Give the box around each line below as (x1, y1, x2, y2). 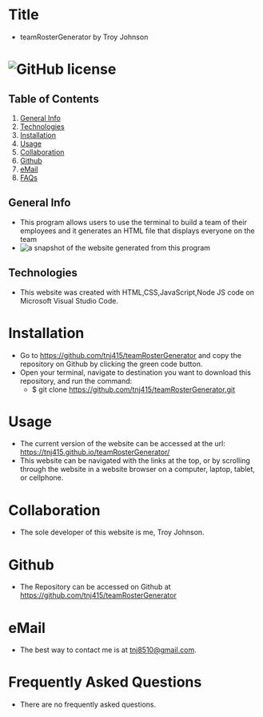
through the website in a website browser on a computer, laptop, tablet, (19, 465, 256, 474)
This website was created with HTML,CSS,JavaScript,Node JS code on (19, 287, 254, 297)
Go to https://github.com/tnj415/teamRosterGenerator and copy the (19, 350, 242, 360)
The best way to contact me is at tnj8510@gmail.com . (19, 645, 197, 655)
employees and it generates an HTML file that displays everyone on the (19, 226, 255, 236)
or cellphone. (19, 473, 64, 482)
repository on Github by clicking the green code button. (19, 359, 203, 369)
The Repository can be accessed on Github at (19, 582, 171, 592)
